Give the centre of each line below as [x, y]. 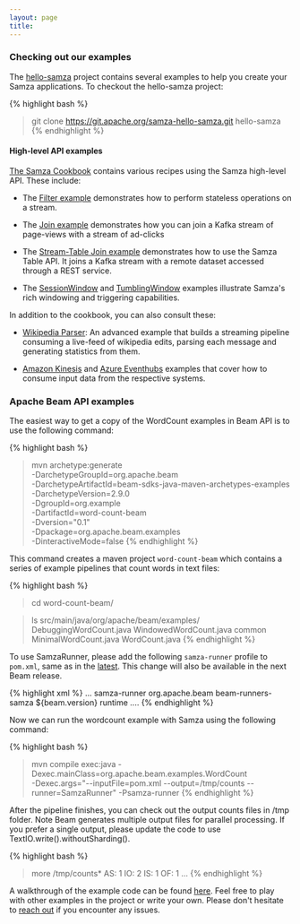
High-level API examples [56, 151]
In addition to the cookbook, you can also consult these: [113, 315]
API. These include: [45, 181]
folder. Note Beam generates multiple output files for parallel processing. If [147, 820]
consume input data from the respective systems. [114, 378]
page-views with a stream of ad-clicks [93, 234]
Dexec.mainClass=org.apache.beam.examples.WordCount [139, 774]
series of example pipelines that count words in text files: [115, 568]
